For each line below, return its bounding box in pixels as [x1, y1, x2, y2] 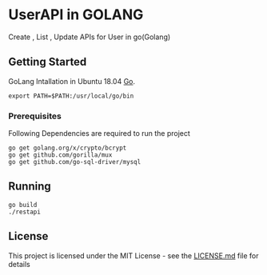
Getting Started [8, 55, 87, 69]
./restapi [8, 208, 42, 216]
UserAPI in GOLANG [8, 6, 144, 24]
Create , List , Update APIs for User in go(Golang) [8, 32, 171, 42]
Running [8, 180, 52, 193]
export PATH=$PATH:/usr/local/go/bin [8, 92, 134, 100]
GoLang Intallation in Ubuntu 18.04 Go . [8, 76, 136, 86]
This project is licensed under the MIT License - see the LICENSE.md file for [8, 250, 259, 261]
